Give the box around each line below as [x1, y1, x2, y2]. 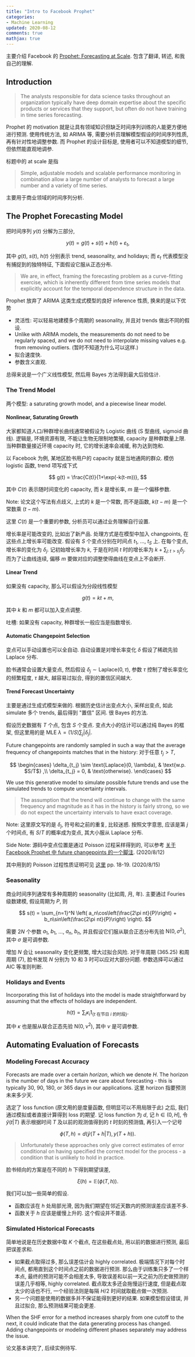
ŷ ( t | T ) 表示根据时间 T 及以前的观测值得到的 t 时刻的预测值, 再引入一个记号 [6, 1118, 182, 1125]
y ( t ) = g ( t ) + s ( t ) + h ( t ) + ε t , [66, 239, 130, 247]
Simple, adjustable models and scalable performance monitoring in [20, 169, 181, 176]
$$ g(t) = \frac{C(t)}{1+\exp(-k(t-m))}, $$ [48, 473, 147, 480]
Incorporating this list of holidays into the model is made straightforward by [6, 991, 186, 998]
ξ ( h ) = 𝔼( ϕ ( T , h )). [77, 1177, 119, 1184]
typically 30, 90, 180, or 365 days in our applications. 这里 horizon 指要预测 [6, 1084, 186, 1091]
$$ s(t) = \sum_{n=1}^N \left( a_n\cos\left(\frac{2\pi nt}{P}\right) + [19, 909, 177, 916]
